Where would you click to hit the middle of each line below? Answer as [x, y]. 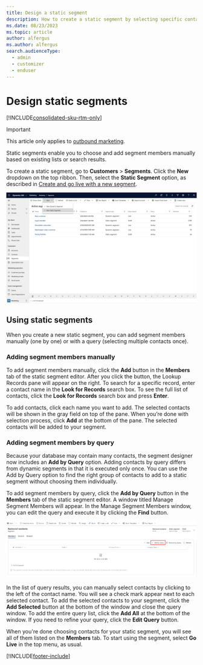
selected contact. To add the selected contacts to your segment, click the [98, 600]
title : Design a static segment [47, 13]
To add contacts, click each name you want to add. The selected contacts [98, 407]
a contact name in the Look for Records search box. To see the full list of [97, 389]
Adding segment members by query [60, 443]
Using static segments [50, 320]
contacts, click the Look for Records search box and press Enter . [88, 396]
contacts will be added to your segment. [56, 427]
